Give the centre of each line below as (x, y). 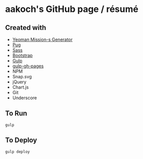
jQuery (19, 82)
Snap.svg (22, 77)
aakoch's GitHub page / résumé (72, 9)
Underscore (25, 98)
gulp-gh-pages (28, 66)
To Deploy (21, 140)
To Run (16, 113)
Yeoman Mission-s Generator (43, 39)
